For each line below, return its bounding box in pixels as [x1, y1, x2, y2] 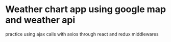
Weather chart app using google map [5, 4, 166, 15]
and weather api [5, 14, 76, 26]
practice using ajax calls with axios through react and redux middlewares [5, 31, 159, 37]
